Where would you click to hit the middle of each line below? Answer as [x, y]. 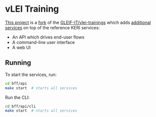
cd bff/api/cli [20, 106]
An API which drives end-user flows [48, 37]
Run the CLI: [18, 97]
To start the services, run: [31, 75]
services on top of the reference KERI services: [52, 27]
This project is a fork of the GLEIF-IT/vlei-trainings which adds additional [78, 22]
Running [18, 63]
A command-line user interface [43, 42]
